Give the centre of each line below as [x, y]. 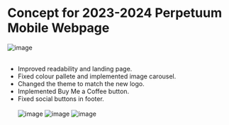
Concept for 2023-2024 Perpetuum [114, 13]
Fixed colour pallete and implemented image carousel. [97, 76]
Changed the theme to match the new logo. [81, 83]
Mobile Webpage [58, 28]
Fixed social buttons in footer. [61, 99]
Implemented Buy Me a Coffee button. [73, 91]
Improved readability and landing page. [75, 69]
